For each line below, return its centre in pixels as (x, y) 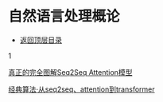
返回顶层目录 (41, 40)
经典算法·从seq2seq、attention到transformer (81, 89)
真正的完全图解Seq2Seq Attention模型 (70, 72)
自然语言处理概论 (64, 16)
